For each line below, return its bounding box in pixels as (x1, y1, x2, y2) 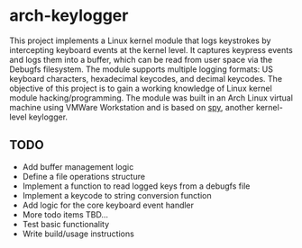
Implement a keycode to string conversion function (22, 190, 212, 200)
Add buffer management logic (22, 161, 134, 172)
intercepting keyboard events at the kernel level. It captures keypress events (9, 44, 293, 55)
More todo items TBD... (22, 208, 109, 220)
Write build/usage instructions (22, 228, 135, 239)
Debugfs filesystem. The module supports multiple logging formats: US (9, 64, 273, 75)
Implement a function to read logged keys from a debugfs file (22, 181, 251, 191)
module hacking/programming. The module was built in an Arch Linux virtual (9, 92, 293, 103)
